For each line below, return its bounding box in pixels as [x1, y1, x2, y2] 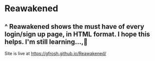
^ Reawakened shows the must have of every [4, 22, 144, 31]
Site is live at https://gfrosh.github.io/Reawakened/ [4, 51, 107, 56]
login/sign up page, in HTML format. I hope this [4, 30, 151, 38]
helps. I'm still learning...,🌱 [4, 38, 88, 46]
